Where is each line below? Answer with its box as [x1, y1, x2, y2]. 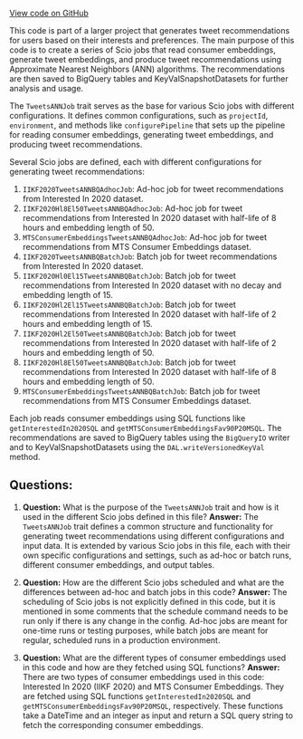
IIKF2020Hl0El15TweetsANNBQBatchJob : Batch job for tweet [22, 271, 237, 281]
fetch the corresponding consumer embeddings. [22, 719, 204, 730]
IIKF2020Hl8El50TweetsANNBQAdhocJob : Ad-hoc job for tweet [22, 203, 243, 214]
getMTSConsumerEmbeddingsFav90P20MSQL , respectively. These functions [22, 700, 283, 711]
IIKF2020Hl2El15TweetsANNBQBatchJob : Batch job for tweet [22, 299, 237, 310]
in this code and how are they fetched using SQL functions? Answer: [22, 661, 280, 673]
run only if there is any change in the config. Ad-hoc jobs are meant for [22, 615, 288, 626]
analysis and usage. [9, 83, 84, 93]
